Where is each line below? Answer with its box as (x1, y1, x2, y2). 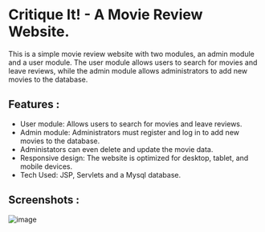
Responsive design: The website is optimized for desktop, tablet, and (19, 153, 249, 162)
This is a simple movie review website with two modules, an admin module (8, 49, 255, 58)
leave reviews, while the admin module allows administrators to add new (8, 66, 248, 75)
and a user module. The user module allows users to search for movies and (8, 58, 258, 67)
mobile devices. (19, 162, 73, 171)
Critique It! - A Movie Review (8, 6, 203, 24)
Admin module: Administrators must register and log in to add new (19, 127, 239, 137)
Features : (8, 98, 60, 111)
